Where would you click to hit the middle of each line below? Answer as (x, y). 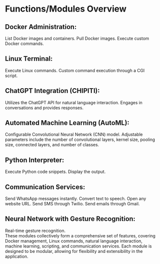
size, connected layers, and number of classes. (52, 145)
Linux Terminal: (29, 59)
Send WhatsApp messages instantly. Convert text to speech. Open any (76, 199)
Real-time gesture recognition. (35, 231)
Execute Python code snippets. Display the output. (55, 172)
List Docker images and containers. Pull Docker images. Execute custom (77, 38)
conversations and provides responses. (44, 108)
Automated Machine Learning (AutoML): (67, 123)
